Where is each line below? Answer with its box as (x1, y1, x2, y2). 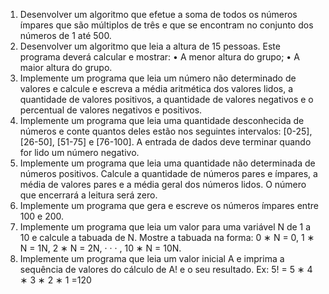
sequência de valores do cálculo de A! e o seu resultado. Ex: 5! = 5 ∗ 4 (19, 264, 313, 275)
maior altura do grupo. (19, 62, 113, 73)
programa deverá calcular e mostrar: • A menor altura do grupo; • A (19, 51, 300, 63)
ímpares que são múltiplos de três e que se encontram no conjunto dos (19, 19, 314, 31)
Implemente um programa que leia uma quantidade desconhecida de (19, 115, 305, 126)
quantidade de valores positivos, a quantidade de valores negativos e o (19, 94, 314, 105)
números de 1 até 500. (19, 30, 112, 41)
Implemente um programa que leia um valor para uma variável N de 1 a (19, 221, 312, 233)
